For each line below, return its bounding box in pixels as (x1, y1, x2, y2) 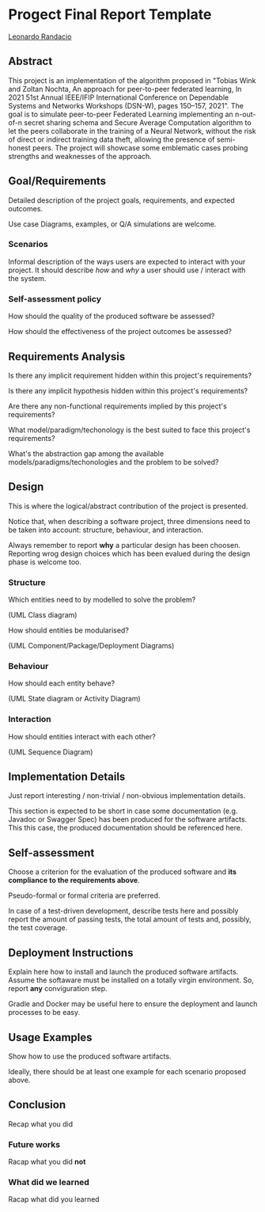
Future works (8, 1138, 61, 1149)
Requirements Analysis (8, 350, 126, 363)
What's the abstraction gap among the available (8, 449, 165, 458)
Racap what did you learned (8, 1195, 100, 1204)
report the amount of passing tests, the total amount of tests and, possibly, (8, 914, 252, 924)
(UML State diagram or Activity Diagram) (8, 694, 141, 704)
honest (8, 142, 32, 152)
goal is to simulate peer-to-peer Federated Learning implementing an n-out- (8, 109, 256, 119)
